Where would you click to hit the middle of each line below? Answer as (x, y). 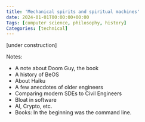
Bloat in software (36, 100)
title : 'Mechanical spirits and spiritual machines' (73, 12)
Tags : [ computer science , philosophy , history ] (67, 23)
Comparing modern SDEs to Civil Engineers (68, 93)
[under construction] (32, 45)
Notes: (14, 57)
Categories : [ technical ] (37, 28)
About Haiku (30, 81)
